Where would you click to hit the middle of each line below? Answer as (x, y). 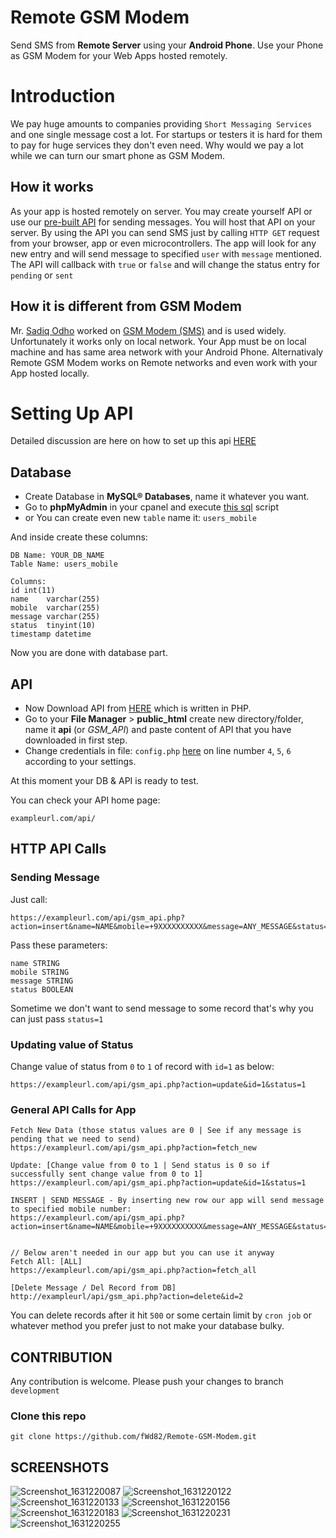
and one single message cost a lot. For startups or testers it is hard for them (166, 134)
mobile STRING (40, 972)
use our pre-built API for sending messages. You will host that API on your (163, 222)
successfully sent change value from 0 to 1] (106, 1174)
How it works (52, 187)
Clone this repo (48, 1416)
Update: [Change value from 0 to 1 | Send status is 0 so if (140, 1166)
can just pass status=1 (57, 1018)
